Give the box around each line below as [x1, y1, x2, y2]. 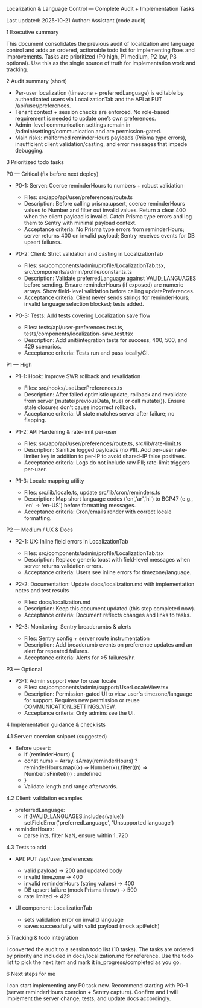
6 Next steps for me [6, 971, 56, 977]
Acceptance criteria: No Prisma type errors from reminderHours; [24, 226, 185, 233]
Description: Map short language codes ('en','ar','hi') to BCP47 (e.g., [24, 495, 194, 502]
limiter [24, 452, 40, 460]
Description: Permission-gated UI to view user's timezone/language [24, 690, 192, 697]
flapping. [24, 416, 46, 423]
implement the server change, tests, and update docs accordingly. [6, 995, 171, 1002]
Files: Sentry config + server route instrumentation [24, 635, 150, 642]
